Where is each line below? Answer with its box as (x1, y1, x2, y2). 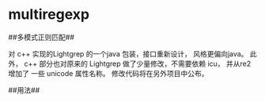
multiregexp (8, 5, 89, 24)
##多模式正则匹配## (8, 32, 75, 42)
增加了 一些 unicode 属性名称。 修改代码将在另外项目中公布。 (8, 68, 209, 78)
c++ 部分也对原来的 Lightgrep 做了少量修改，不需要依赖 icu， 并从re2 (23, 59, 252, 68)
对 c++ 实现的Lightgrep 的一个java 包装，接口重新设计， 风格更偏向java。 (8, 49, 248, 58)
